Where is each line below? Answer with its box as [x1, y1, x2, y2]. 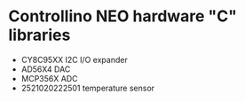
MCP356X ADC [20, 73, 78, 83]
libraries [8, 25, 71, 45]
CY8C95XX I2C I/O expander [20, 54, 128, 65]
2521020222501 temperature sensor [20, 82, 155, 93]
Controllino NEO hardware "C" [8, 6, 237, 27]
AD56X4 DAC [20, 64, 71, 75]
